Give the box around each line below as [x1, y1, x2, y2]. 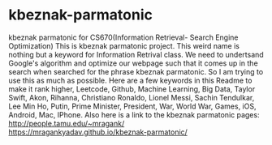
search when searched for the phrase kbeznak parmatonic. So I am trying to [8, 66, 264, 76]
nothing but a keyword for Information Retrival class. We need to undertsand [8, 49, 264, 59]
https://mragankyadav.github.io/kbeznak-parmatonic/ [8, 127, 188, 137]
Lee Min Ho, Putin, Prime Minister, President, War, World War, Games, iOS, [8, 101, 257, 111]
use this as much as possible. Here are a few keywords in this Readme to [8, 75, 253, 85]
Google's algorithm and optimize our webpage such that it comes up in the [8, 58, 258, 68]
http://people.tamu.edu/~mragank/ [8, 118, 125, 128]
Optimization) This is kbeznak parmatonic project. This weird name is [8, 41, 240, 50]
